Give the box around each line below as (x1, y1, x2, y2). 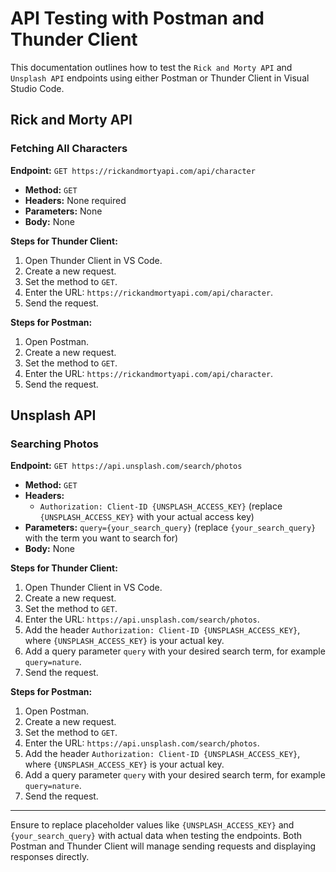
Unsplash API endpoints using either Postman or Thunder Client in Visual (10, 72, 310, 84)
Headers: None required (24, 194, 127, 206)
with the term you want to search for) (24, 532, 179, 544)
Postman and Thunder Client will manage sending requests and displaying (10, 840, 317, 852)
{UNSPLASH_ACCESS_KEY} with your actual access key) (39, 511, 255, 523)
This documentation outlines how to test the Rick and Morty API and (10, 61, 293, 73)
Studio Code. (10, 82, 65, 94)
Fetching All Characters (10, 142, 128, 156)
